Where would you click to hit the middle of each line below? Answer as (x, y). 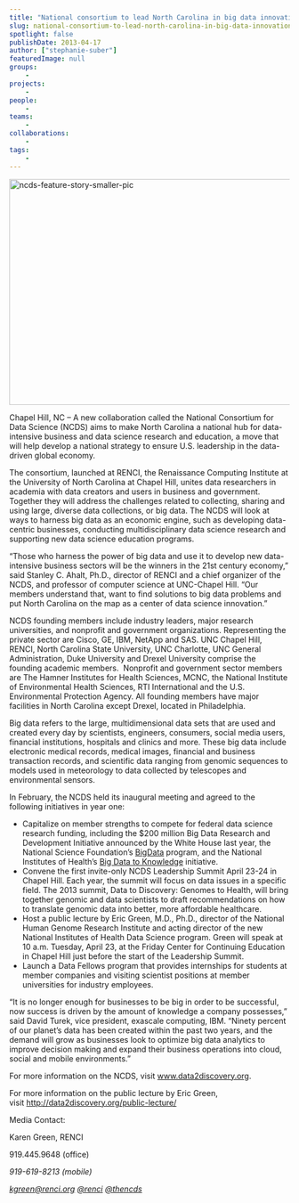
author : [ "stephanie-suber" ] (63, 51)
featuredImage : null (48, 59)
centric (22, 529)
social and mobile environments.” (70, 1058)
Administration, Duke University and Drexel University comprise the (133, 658)
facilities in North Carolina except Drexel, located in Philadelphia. (128, 705)
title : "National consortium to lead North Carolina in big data (133, 17)
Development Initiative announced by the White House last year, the (146, 842)
